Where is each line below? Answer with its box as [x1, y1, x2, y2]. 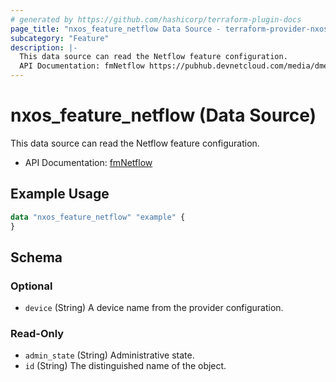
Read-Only [10, 327, 65, 341]
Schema [10, 249, 63, 266]
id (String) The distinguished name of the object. [24, 360, 227, 372]
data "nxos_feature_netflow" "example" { [10, 212, 186, 222]
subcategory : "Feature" [10, 33, 110, 43]
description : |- [10, 42, 78, 53]
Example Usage [10, 186, 110, 203]
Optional [10, 279, 53, 293]
